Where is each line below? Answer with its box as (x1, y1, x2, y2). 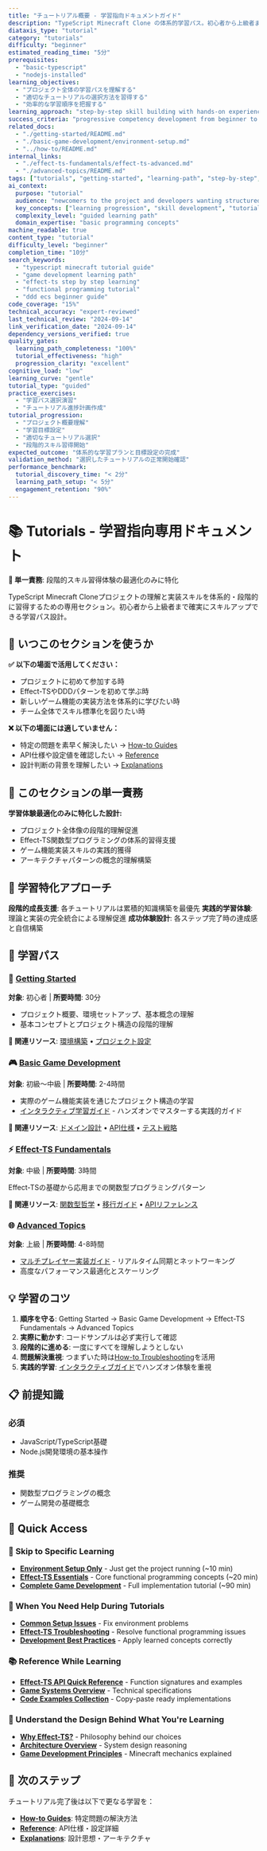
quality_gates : (8, 338, 59, 346)
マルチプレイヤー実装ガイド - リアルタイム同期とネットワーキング (19, 1255, 236, 1266)
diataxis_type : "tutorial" (8, 26, 98, 34)
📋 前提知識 (8, 1388, 64, 1401)
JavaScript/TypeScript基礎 (19, 1437, 107, 1447)
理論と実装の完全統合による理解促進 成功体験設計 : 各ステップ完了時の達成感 (8, 913, 258, 923)
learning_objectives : (8, 78, 80, 86)
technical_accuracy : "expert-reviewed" (8, 307, 141, 315)
